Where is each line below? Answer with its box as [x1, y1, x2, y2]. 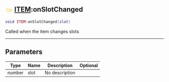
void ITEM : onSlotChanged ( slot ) [5, 19, 71, 24]
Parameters [5, 48, 43, 56]
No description [44, 70, 75, 76]
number [7, 70, 24, 76]
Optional [79, 62, 98, 68]
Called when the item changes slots [5, 28, 79, 34]
